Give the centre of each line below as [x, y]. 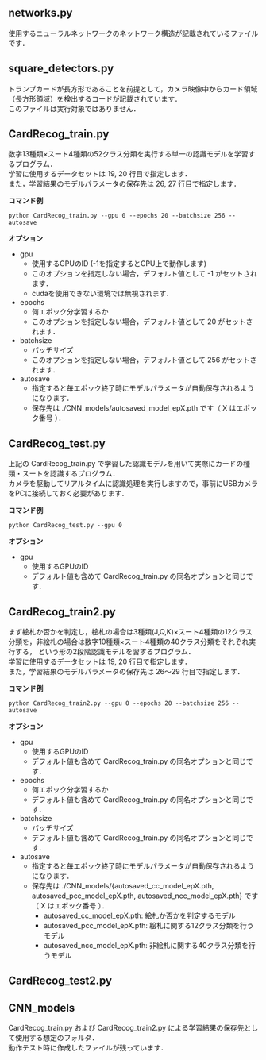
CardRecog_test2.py [60, 981]
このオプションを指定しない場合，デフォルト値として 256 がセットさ [144, 360]
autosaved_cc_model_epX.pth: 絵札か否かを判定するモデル [139, 915]
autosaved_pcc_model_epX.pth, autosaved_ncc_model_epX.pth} [137, 896]
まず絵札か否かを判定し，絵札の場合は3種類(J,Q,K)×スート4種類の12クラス [130, 632]
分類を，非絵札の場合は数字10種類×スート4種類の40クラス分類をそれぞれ [129, 642]
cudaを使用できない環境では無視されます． [102, 294]
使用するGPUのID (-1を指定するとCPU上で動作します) [119, 264]
